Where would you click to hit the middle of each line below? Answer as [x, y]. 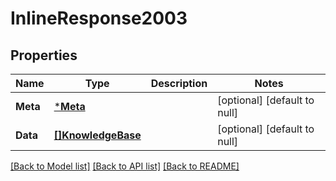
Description [179, 83]
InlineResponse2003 [99, 18]
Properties [44, 55]
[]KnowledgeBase [97, 135]
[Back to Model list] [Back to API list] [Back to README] [125, 166]
